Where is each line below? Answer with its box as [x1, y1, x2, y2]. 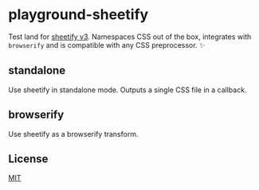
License [8, 152, 49, 165]
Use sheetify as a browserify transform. [8, 129, 139, 138]
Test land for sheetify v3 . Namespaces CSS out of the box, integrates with [8, 32, 252, 41]
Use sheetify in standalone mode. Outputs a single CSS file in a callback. [8, 85, 247, 95]
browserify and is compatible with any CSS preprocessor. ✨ [8, 40, 206, 49]
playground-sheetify [8, 6, 149, 24]
